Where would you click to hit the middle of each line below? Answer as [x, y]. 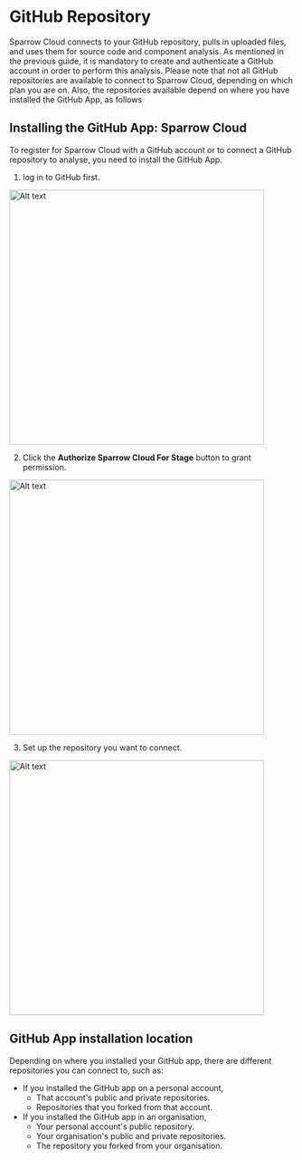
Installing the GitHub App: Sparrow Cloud [128, 128]
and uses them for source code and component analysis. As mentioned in [147, 51]
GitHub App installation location [101, 1039]
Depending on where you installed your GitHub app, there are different [141, 1060]
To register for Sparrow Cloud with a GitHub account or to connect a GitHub [151, 150]
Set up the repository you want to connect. [102, 747]
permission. [44, 467]
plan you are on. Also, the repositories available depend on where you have [150, 90]
